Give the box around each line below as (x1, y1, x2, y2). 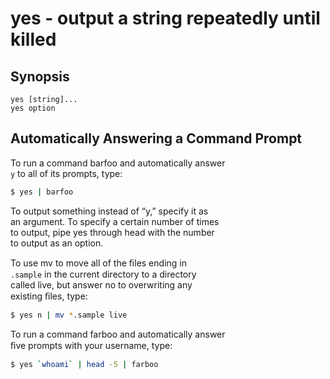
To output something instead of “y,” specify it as (10, 205, 209, 217)
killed (10, 28, 57, 51)
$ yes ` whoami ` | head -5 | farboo (10, 359, 159, 369)
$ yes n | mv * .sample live (10, 310, 128, 320)
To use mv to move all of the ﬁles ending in (10, 257, 187, 269)
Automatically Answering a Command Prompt (10, 130, 303, 147)
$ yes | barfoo (10, 187, 74, 197)
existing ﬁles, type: (10, 290, 88, 302)
